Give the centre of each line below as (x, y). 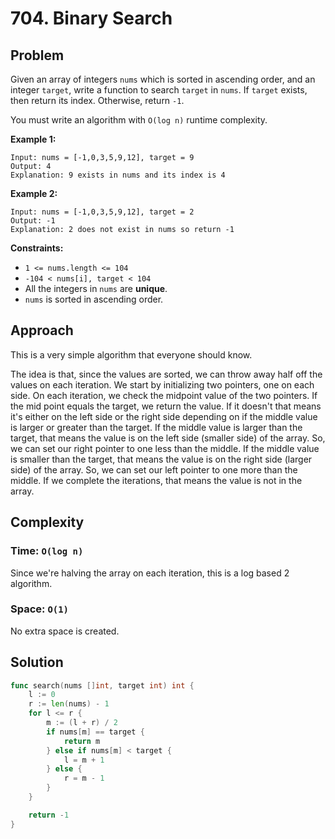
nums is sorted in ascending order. (94, 299)
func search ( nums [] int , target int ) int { (102, 685)
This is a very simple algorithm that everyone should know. (131, 354)
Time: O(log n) (47, 551)
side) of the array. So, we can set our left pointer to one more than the (154, 469)
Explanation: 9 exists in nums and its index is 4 (118, 175)
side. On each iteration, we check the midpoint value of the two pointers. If (164, 395)
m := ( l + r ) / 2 (82, 723)
